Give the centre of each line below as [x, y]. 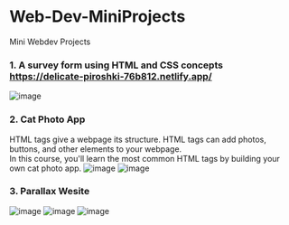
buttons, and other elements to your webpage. [96, 149]
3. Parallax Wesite [50, 192]
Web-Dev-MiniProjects [98, 17]
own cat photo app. [46, 168]
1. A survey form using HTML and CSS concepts [117, 65]
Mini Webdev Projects [50, 42]
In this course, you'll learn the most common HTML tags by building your [144, 158]
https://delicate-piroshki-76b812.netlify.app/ [111, 76]
